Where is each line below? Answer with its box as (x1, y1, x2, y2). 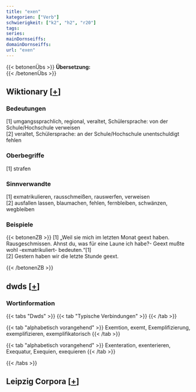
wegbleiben (6, 206, 35, 213)
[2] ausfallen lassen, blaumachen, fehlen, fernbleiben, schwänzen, (6, 199, 168, 207)
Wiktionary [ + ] (6, 87, 61, 97)
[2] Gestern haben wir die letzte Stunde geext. (6, 252, 119, 260)
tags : (6, 25, 19, 31)
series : (6, 31, 25, 37)
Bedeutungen (6, 105, 46, 113)
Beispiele (6, 220, 34, 228)
